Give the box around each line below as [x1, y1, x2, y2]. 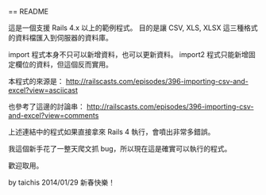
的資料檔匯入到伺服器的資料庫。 [8, 33, 113, 42]
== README [8, 7, 49, 16]
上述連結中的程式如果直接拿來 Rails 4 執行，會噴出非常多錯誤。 [8, 127, 215, 136]
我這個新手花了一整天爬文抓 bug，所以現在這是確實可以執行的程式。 [8, 144, 232, 153]
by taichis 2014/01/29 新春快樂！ [8, 178, 115, 187]
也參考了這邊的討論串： [8, 102, 85, 111]
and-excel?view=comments [8, 111, 99, 120]
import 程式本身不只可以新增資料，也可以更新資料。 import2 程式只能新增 [8, 50, 249, 59]
